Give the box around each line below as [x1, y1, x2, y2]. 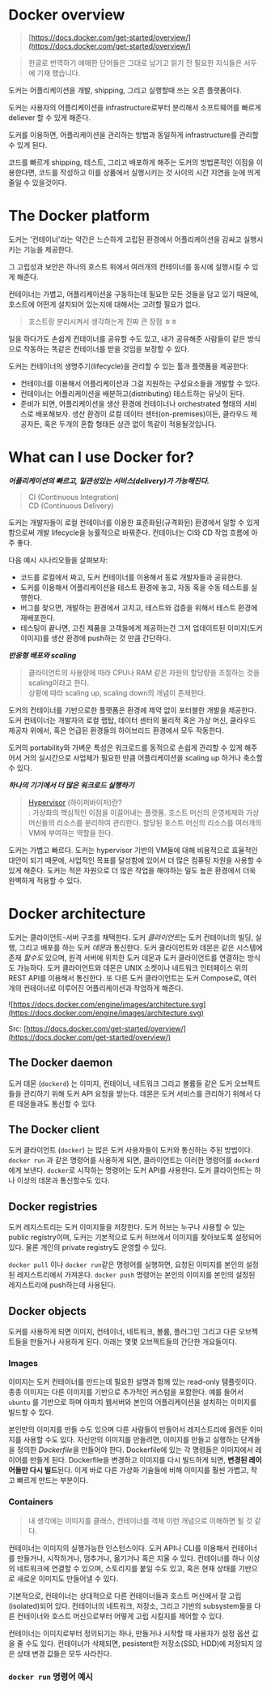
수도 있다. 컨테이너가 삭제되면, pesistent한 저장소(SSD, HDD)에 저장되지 [25, 1638, 255, 1648]
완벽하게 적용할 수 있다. [8, 875, 83, 885]
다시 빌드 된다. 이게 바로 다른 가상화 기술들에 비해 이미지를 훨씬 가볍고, [29, 1465, 249, 1475]
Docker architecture [8, 905, 146, 923]
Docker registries [8, 1200, 98, 1213]
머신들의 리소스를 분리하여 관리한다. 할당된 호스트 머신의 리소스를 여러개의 [28, 817, 262, 827]
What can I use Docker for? [8, 448, 194, 467]
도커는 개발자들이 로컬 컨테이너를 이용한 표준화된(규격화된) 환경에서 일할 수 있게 [8, 517, 260, 527]
